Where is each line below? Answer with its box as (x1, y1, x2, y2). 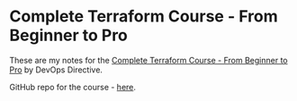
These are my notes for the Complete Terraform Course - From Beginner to (9, 55, 288, 65)
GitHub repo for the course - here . (9, 81, 137, 92)
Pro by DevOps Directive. (9, 64, 103, 75)
